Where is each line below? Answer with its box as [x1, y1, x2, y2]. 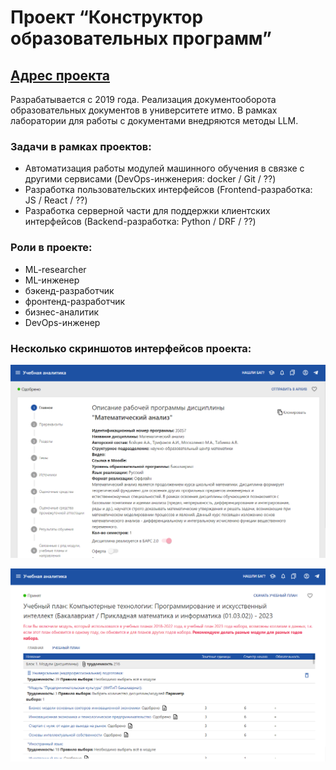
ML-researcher [24, 263, 87, 275]
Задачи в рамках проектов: [10, 139, 152, 153]
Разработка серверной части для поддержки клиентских [24, 205, 271, 217]
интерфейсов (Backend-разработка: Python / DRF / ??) [24, 216, 257, 228]
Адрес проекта [10, 67, 110, 84]
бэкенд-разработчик [24, 284, 115, 296]
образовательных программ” [10, 27, 272, 50]
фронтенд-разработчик [24, 295, 126, 307]
